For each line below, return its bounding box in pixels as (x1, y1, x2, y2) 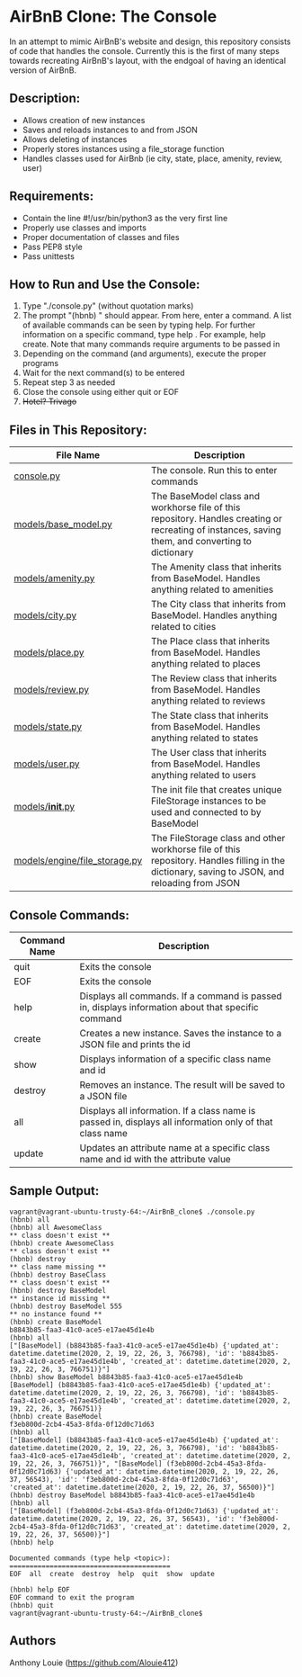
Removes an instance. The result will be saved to (79, 1079, 286, 1090)
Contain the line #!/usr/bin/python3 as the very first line (22, 212, 228, 223)
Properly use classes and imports (22, 222, 147, 233)
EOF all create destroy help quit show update (9, 1569, 216, 1578)
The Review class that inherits (151, 672, 278, 685)
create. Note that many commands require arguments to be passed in (22, 339, 280, 350)
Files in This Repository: (9, 422, 147, 437)
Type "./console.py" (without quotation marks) (22, 300, 194, 311)
